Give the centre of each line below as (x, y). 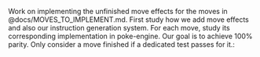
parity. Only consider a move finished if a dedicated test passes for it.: (122, 45)
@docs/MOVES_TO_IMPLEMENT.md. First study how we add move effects (128, 20)
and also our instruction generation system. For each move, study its (119, 28)
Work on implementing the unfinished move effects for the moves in (118, 11)
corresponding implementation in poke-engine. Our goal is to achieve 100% (130, 36)
